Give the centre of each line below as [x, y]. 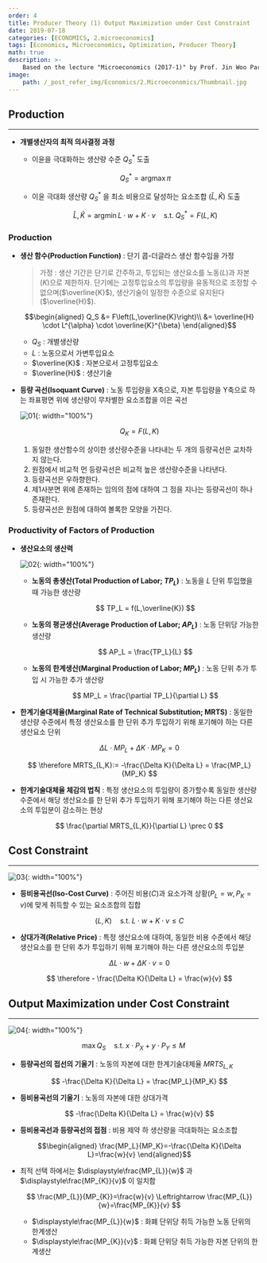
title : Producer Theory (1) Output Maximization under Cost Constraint [129, 23]
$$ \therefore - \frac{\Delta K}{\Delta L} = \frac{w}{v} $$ [139, 978]
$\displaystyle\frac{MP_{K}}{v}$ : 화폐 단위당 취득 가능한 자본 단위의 [141, 1241]
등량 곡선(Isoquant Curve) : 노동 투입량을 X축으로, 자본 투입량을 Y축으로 [133, 390]
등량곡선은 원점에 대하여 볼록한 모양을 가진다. [102, 509]
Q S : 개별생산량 [55, 343]
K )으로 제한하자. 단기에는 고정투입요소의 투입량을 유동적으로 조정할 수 [150, 282]
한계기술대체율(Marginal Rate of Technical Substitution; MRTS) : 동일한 [136, 712]
